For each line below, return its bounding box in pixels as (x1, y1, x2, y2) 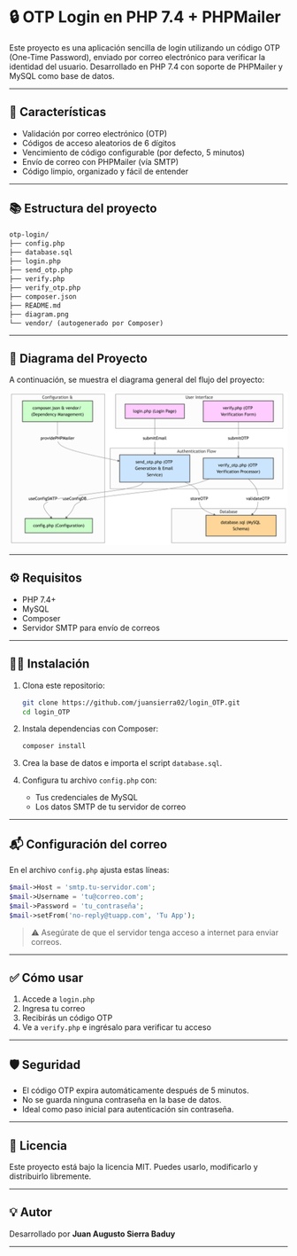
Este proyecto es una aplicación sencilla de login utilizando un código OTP (9, 42, 280, 53)
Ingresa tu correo (21, 1003, 86, 1014)
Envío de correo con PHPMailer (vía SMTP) (21, 156, 179, 167)
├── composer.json (9, 292, 77, 301)
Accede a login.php (21, 994, 95, 1004)
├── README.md (9, 300, 62, 310)
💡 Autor (9, 1205, 53, 1220)
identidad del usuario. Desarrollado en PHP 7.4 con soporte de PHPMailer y (9, 61, 283, 72)
